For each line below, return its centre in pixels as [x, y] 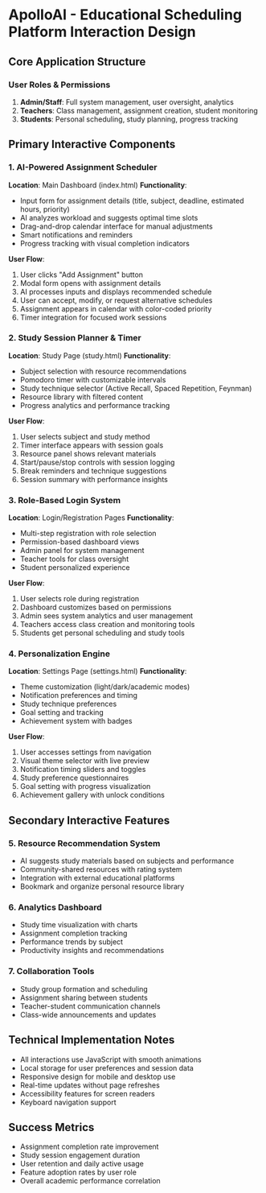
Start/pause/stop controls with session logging [97, 462]
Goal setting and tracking [62, 712]
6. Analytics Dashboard [55, 907]
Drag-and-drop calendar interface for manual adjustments [116, 226]
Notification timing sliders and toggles [83, 770]
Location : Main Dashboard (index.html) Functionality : [98, 185]
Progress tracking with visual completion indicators [105, 243]
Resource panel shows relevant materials [88, 453]
